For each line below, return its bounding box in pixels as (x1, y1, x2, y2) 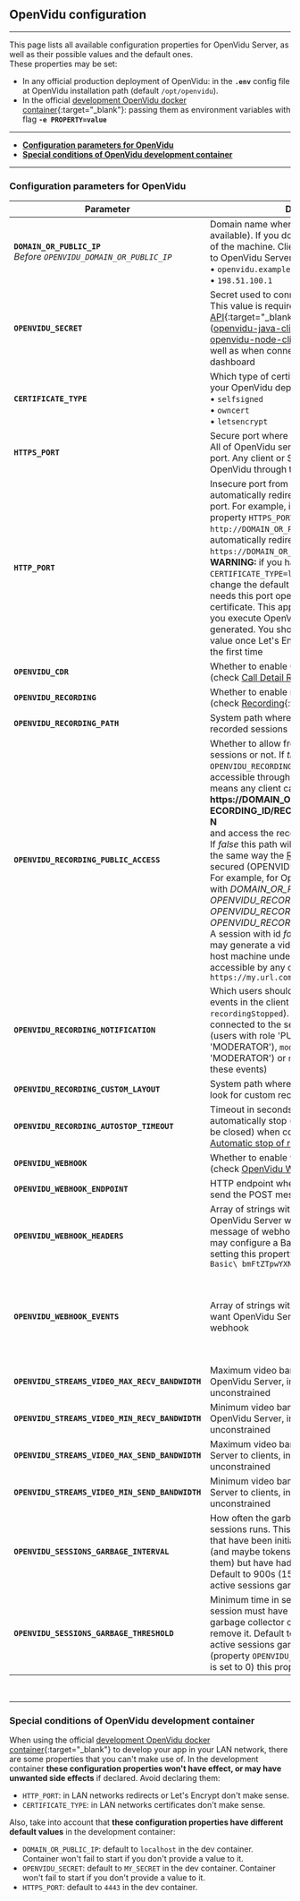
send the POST (209, 1188, 274, 1201)
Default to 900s (209, 1568, 276, 1580)
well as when (209, 345, 265, 357)
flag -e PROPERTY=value (21, 114, 107, 124)
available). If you (209, 229, 279, 242)
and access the (209, 827, 274, 840)
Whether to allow (209, 738, 281, 750)
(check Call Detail (209, 672, 284, 684)
